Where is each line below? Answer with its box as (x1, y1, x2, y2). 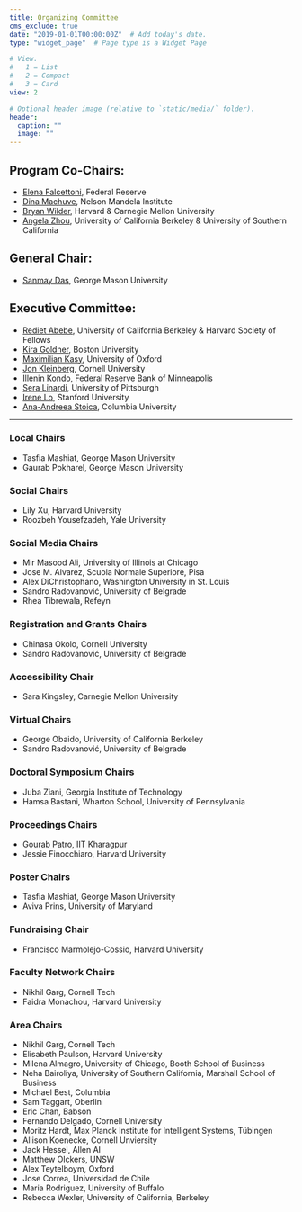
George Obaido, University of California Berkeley (22, 734, 204, 745)
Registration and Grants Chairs (9, 618, 147, 631)
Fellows (22, 334, 51, 345)
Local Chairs (9, 432, 66, 444)
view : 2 (9, 87, 39, 97)
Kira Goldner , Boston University (22, 344, 139, 355)
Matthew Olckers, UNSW (22, 1154, 115, 1165)
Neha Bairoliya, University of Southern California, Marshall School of (22, 1068, 276, 1079)
